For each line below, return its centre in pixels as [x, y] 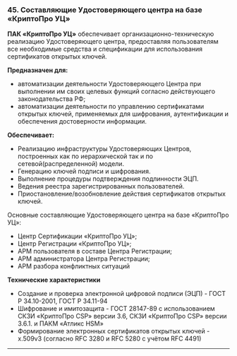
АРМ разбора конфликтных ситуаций [74, 266]
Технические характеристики [54, 280]
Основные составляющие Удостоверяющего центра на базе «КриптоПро [118, 215]
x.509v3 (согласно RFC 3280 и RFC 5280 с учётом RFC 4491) [109, 339]
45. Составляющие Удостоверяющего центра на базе [105, 10]
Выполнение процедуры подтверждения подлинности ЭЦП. [108, 179]
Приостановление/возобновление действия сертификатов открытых [121, 194]
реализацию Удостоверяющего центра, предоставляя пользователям [113, 42]
